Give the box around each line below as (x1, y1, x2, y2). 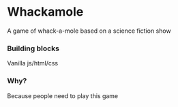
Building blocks (7, 44, 60, 53)
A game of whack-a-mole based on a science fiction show (7, 27, 172, 35)
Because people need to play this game (7, 91, 119, 100)
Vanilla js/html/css (7, 59, 59, 67)
